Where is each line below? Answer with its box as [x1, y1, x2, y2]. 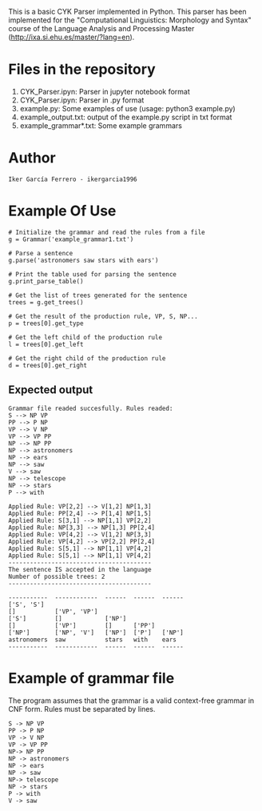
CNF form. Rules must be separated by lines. [8, 704, 156, 713]
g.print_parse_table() [8, 277, 84, 285]
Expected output [8, 383, 93, 397]
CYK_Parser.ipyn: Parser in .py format [19, 95, 145, 105]
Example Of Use [8, 202, 117, 220]
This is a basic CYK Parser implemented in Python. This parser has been [8, 7, 247, 16]
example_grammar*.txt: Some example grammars [19, 120, 182, 130]
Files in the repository [8, 60, 156, 78]
